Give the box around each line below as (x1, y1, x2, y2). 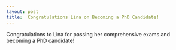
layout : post (6, 8, 39, 15)
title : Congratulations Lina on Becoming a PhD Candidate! (6, 14, 160, 20)
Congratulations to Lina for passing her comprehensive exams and (6, 30, 171, 37)
